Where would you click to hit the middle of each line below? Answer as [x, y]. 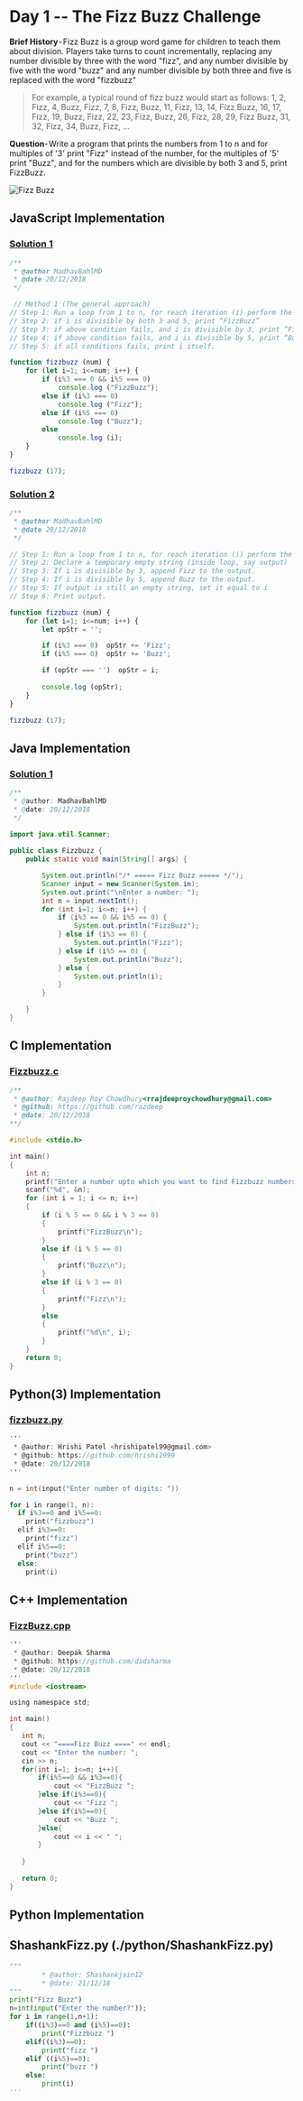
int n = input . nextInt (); [91, 901]
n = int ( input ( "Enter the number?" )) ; [78, 2008]
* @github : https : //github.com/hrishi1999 [94, 1456]
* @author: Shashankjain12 [92, 1975]
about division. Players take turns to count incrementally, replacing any [141, 51]
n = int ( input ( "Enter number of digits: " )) [94, 1488]
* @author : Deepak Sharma [62, 1653]
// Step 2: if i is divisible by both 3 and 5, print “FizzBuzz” [134, 321]
